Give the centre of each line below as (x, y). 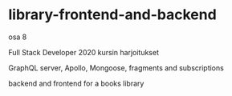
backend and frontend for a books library (76, 83)
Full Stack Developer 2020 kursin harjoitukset (83, 52)
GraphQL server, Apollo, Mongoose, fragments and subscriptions (116, 68)
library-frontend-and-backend (112, 15)
